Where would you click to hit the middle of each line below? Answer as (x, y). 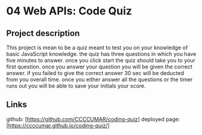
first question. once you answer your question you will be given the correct (99, 67)
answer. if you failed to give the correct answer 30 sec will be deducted (95, 73)
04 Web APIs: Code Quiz (69, 11)
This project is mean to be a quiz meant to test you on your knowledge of (97, 47)
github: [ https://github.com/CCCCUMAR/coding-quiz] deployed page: (93, 119)
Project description (43, 33)
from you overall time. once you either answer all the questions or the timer (99, 79)
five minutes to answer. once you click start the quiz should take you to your (101, 60)
